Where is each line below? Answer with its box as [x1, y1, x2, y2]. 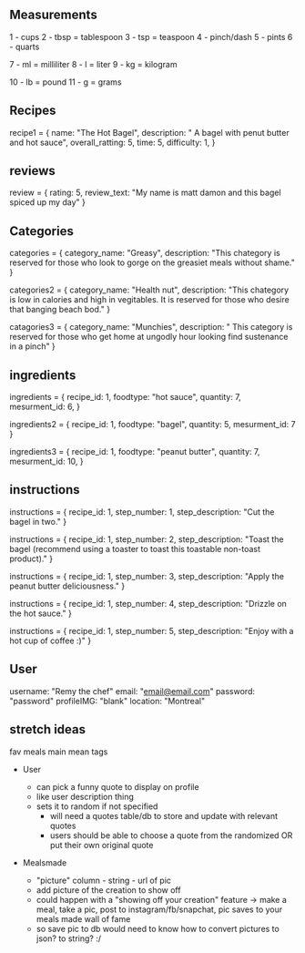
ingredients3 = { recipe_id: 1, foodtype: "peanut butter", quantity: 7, [9, 446, 260, 457]
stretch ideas [9, 722, 86, 737]
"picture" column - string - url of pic [36, 875, 171, 886]
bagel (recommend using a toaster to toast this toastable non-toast [9, 543, 261, 554]
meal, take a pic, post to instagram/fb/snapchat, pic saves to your [36, 904, 283, 915]
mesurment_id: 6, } [9, 401, 80, 413]
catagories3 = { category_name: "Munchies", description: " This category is [9, 322, 293, 333]
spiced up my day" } [9, 197, 86, 208]
